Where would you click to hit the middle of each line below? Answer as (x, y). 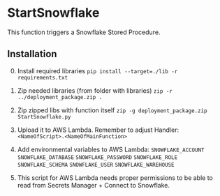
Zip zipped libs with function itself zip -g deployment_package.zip (112, 110)
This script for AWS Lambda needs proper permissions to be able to (115, 178)
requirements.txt (43, 77)
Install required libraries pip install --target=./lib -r (97, 70)
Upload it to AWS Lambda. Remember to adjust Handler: (98, 130)
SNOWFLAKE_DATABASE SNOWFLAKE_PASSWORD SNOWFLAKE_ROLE (97, 157)
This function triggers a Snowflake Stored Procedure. (84, 32)
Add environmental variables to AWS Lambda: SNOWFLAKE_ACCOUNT (111, 149)
